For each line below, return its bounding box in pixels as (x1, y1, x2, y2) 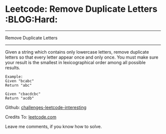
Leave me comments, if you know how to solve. (5, 123, 102, 129)
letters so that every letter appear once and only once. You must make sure (5, 54, 159, 60)
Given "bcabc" (5, 78, 35, 83)
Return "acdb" (5, 96, 35, 100)
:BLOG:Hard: (5, 14, 58, 25)
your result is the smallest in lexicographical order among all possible (5, 59, 146, 65)
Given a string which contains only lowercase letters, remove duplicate (5, 49, 149, 55)
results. (5, 65, 21, 70)
